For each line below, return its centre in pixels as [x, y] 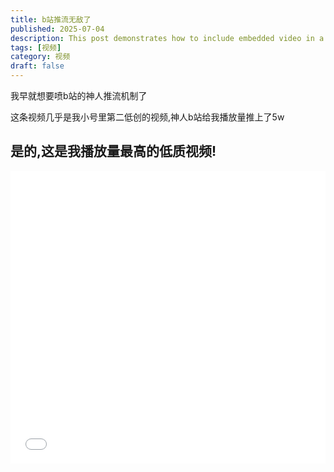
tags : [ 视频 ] [36, 47]
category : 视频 [40, 57]
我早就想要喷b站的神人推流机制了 [79, 95]
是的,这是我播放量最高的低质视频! [113, 151]
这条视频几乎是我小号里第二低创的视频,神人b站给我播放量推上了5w [147, 117]
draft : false [37, 66]
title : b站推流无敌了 [51, 19]
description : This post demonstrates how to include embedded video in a [167, 38]
